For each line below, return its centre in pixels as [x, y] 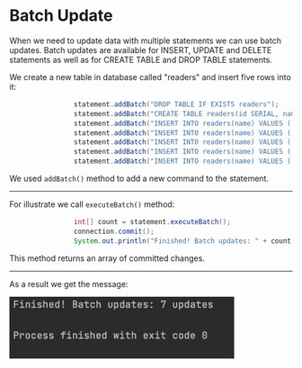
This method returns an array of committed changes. [107, 258]
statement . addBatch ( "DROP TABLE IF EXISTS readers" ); [176, 104]
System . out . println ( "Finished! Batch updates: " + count [182, 241]
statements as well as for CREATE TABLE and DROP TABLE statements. [141, 59]
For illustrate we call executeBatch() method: [92, 204]
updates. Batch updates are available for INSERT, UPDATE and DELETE [141, 49]
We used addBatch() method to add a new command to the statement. [139, 179]
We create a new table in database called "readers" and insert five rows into [151, 76]
